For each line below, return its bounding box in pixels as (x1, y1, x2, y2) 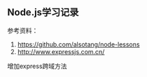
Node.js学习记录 (7, 6, 79, 19)
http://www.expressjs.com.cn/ (17, 47, 105, 55)
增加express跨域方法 (7, 62, 68, 70)
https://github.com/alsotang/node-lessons (17, 40, 140, 49)
